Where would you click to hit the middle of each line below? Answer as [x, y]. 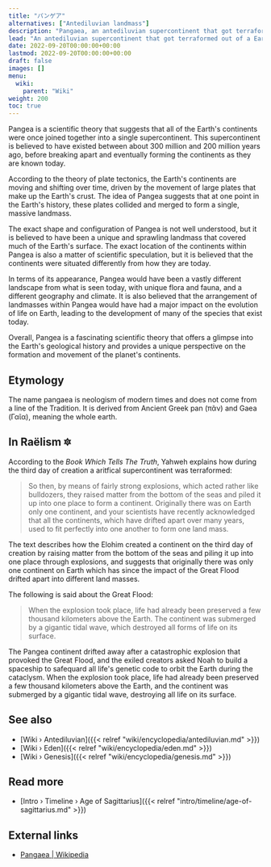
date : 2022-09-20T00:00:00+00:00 [65, 46]
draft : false [30, 61]
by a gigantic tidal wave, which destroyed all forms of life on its [133, 627]
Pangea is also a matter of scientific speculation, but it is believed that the [131, 255]
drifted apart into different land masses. [74, 579]
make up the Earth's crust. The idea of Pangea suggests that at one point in [134, 196]
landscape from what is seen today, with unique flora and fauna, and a [125, 288]
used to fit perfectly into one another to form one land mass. [128, 528]
